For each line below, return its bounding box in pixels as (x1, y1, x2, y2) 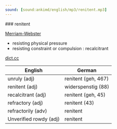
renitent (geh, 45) (64, 91, 106, 98)
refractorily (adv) (7, 107, 47, 114)
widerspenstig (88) (64, 83, 110, 90)
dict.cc (5, 55, 19, 61)
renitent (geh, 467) (64, 75, 109, 82)
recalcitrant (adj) (7, 91, 46, 98)
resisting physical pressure (12, 40, 68, 46)
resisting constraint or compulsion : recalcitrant (12, 45, 109, 51)
